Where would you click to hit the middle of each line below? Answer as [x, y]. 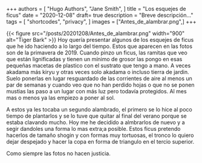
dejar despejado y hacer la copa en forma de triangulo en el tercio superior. [100, 141]
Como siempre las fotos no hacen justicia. [58, 153]
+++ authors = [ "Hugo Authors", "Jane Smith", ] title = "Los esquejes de [96, 9]
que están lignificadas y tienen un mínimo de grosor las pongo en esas [94, 59]
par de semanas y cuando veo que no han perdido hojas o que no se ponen [100, 85]
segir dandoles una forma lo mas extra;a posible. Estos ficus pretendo [93, 129]
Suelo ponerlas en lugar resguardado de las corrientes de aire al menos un [99, 78]
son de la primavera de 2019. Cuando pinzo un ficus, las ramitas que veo [97, 53]
